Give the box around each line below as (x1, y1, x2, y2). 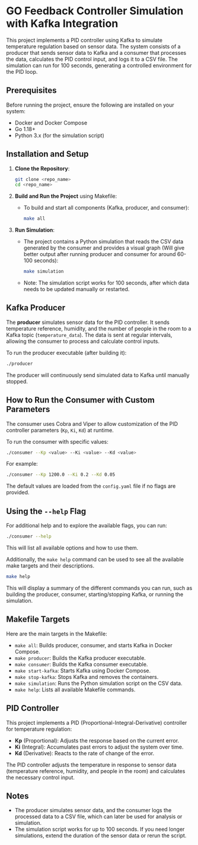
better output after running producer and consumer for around (23, 251, 176, 258)
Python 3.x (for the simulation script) (14, 132, 105, 139)
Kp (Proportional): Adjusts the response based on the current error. (14, 737, 180, 744)
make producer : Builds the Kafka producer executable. (14, 654, 146, 662)
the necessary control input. (6, 774, 75, 781)
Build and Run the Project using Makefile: (14, 192, 117, 200)
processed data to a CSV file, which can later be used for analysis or (14, 813, 183, 820)
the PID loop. (6, 68, 38, 75)
